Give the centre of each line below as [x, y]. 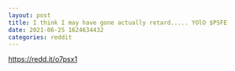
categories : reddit [40, 37]
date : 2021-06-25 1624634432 [56, 30]
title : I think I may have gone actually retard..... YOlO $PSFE [117, 23]
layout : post [30, 15]
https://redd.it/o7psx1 [43, 59]
